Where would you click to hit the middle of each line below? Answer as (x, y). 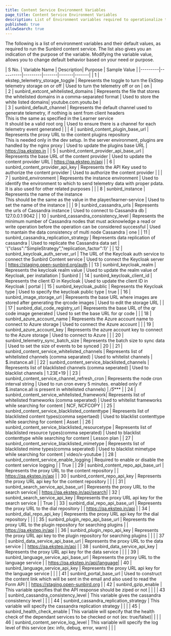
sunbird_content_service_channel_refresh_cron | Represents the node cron (84, 378)
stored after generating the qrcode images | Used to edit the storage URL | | (85, 303)
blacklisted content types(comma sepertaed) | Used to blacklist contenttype (85, 417)
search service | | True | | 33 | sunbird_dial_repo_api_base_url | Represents (83, 503)
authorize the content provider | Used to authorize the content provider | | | (84, 173)
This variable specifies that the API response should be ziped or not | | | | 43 (85, 590)
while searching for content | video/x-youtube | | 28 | (61, 454)
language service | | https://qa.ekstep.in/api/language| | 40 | (69, 563)
